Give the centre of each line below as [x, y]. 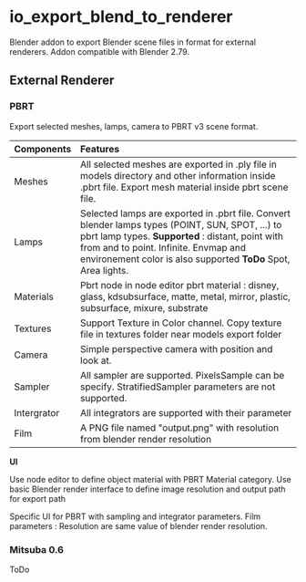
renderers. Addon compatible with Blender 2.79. [99, 51]
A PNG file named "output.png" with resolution [180, 428]
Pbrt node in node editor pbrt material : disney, [180, 285]
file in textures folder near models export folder [181, 334]
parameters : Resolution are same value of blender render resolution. [138, 525]
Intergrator [37, 412]
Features [100, 149]
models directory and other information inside [178, 175]
